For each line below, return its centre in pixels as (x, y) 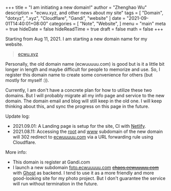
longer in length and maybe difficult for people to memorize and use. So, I (83, 69)
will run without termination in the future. (55, 184)
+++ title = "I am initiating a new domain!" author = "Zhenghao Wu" (76, 7)
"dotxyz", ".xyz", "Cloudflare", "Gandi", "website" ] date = (66, 18)
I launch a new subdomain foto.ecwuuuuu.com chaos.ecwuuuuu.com (86, 167)
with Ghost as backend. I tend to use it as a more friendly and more (83, 173)
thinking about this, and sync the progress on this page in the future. (77, 106)
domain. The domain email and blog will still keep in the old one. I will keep (84, 101)
